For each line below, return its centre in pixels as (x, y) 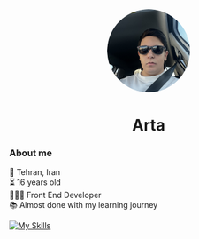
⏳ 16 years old (35, 182)
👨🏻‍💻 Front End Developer (55, 195)
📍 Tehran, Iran (35, 172)
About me (31, 153)
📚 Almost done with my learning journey (84, 205)
